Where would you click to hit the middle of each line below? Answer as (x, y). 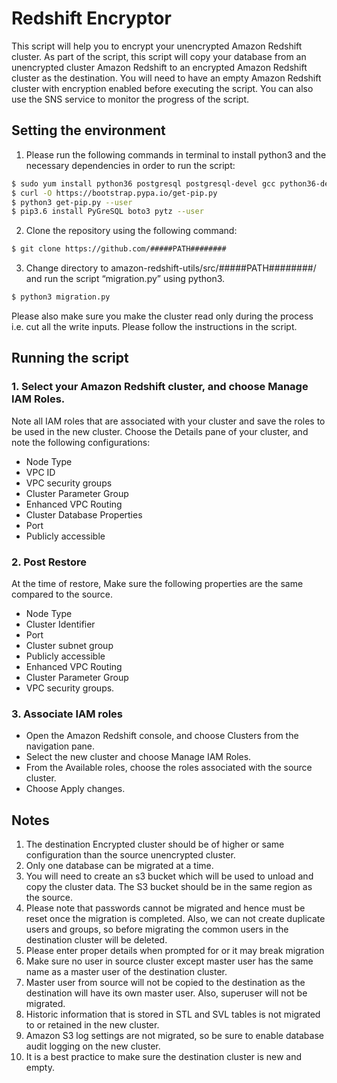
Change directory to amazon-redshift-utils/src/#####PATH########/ (171, 268)
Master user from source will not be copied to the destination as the (165, 983)
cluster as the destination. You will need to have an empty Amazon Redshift (166, 78)
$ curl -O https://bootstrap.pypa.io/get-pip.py (114, 193)
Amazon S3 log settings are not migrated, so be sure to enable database (174, 1036)
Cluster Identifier (60, 624)
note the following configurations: (81, 442)
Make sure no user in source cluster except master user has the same (169, 961)
